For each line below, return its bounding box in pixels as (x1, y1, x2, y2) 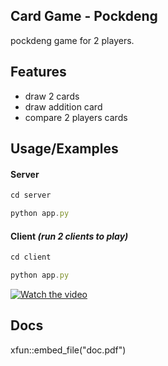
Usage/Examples (10, 140, 119, 158)
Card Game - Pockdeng (10, 8, 158, 25)
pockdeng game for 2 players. (10, 34, 135, 46)
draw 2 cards (24, 90, 80, 102)
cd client (10, 252, 52, 263)
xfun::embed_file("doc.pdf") (10, 344, 127, 356)
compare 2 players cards (24, 111, 128, 123)
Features (10, 64, 67, 81)
